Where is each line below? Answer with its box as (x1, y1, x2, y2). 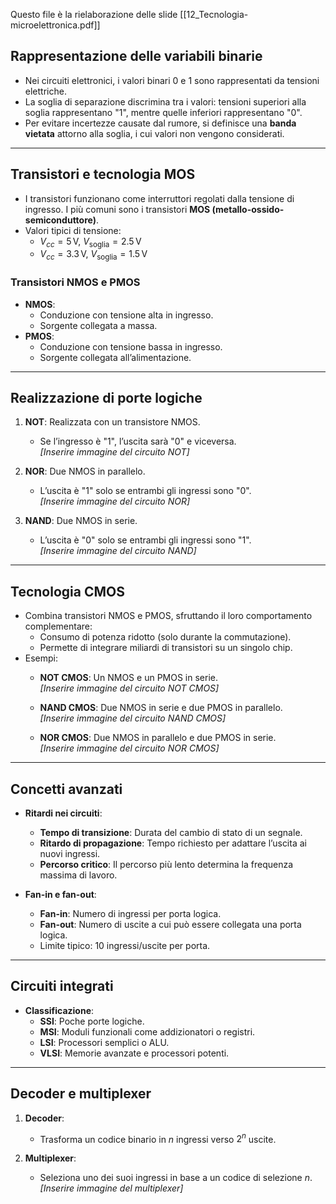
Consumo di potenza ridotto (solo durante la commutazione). (39, 631, 292, 643)
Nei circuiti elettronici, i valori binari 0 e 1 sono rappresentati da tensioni (24, 74, 320, 86)
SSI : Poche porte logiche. (39, 1015, 145, 1027)
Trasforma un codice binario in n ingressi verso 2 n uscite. (39, 1131, 277, 1145)
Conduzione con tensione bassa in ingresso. (39, 340, 223, 353)
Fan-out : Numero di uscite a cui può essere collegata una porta (39, 918, 302, 930)
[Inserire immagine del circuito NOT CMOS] (39, 682, 220, 694)
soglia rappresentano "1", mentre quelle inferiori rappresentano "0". (24, 106, 303, 118)
